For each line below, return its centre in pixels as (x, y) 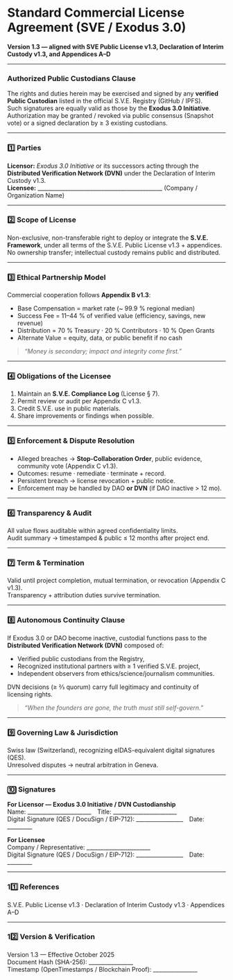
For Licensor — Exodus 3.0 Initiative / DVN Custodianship (92, 805)
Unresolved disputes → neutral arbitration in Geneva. (83, 764)
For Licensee (26, 840)
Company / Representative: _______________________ (79, 848)
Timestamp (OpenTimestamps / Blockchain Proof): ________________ (102, 969)
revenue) (30, 323)
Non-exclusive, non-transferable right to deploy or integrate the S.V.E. (107, 238)
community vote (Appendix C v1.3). (67, 466)
